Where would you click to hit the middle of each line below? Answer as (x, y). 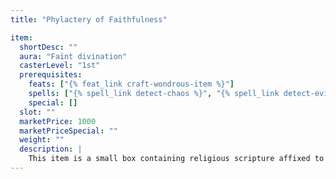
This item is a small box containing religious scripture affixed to (176, 159)
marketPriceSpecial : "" (68, 131)
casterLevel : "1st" (60, 66)
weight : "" (42, 140)
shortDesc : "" (48, 47)
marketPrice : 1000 (58, 121)
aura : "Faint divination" (73, 56)
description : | (51, 149)
